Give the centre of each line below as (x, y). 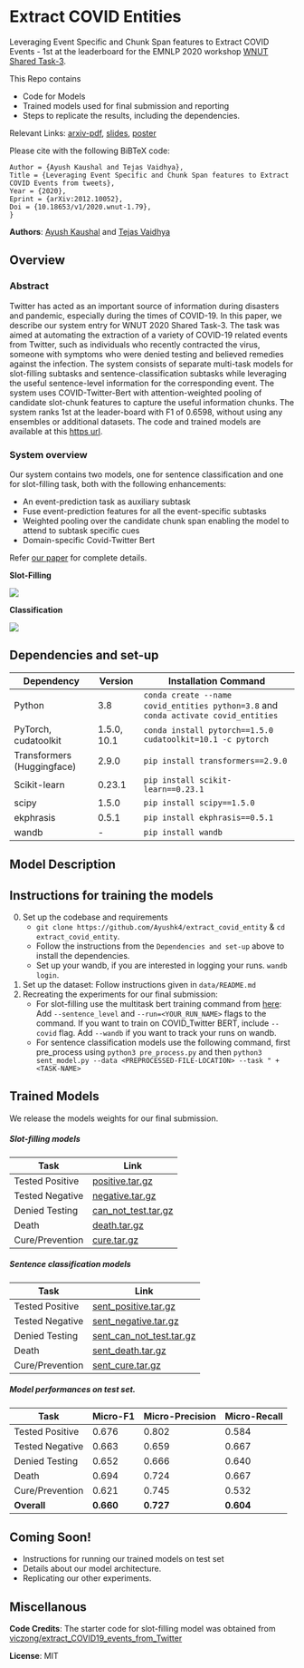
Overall (30, 1505)
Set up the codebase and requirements (95, 917)
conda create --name (188, 695)
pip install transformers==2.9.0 (215, 761)
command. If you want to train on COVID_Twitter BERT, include (152, 1023)
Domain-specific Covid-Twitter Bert (89, 540)
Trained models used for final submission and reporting (126, 105)
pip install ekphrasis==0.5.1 (209, 817)
